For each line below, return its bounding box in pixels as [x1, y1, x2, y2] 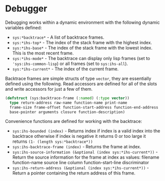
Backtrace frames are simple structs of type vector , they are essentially [5, 75, 152, 81]
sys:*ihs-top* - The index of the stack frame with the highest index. [12, 39, 152, 45]
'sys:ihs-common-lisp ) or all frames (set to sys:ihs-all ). [12, 60, 128, 66]
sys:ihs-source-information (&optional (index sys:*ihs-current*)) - [12, 149, 158, 155]
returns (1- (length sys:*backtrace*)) [12, 138, 93, 144]
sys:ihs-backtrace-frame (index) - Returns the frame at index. [12, 144, 141, 150]
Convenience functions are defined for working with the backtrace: [5, 119, 142, 124]
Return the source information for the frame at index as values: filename [12, 154, 160, 160]
